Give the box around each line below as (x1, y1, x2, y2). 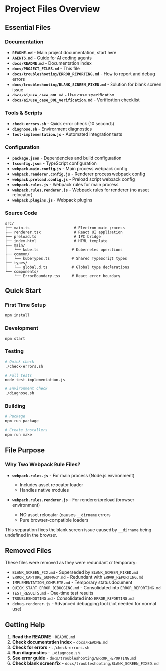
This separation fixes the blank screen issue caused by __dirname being (5, 526, 152, 533)
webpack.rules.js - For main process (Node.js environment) (12, 472, 135, 478)
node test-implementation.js (5, 377, 65, 383)
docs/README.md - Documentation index (12, 60, 92, 66)
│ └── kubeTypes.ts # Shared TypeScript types (5, 256, 127, 261)
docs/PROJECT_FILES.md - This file (12, 65, 80, 71)
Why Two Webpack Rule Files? (5, 461, 81, 468)
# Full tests (5, 373, 32, 378)
